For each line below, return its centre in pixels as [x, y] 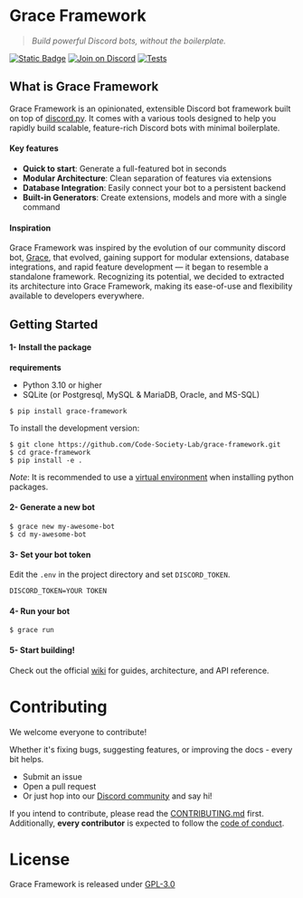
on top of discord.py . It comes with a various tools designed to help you [143, 118]
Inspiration [30, 228]
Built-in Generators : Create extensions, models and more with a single [155, 197]
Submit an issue [52, 776]
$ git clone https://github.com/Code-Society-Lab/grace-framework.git [145, 444]
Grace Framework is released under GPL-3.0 [92, 884]
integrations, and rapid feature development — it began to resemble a [139, 267]
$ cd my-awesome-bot [48, 534]
